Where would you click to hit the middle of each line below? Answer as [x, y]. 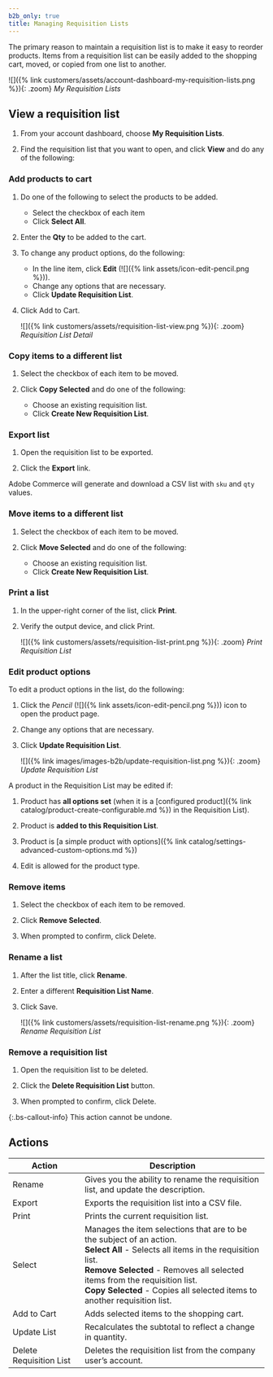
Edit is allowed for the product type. [80, 866]
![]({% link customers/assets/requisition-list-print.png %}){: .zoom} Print [141, 642]
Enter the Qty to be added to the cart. [83, 237]
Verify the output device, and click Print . [87, 626]
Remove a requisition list [58, 1052]
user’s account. [114, 1360]
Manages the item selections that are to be [166, 1229]
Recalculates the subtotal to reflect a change [169, 1327]
